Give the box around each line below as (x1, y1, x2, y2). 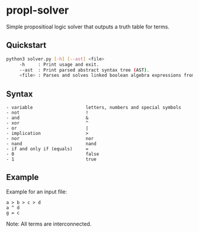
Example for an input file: (6, 188, 67, 195)
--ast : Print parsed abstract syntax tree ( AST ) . (19, 67, 150, 73)
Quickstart (6, 40, 47, 50)
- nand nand (6, 141, 97, 147)
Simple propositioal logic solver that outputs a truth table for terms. (6, 23, 170, 30)
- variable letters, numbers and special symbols (6, 105, 182, 111)
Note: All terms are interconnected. (6, 220, 92, 227)
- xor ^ (6, 120, 89, 126)
